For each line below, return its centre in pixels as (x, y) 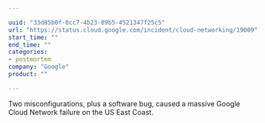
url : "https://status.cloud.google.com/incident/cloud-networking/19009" (133, 30)
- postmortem (30, 60)
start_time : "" (33, 37)
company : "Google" (39, 67)
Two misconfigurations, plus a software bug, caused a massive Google (124, 103)
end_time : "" (30, 44)
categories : (28, 52)
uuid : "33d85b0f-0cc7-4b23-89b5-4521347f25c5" (87, 22)
